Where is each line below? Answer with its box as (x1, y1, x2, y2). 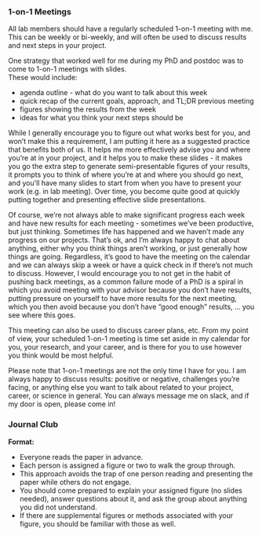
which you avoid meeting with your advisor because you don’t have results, (8, 285, 253, 295)
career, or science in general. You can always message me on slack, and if (8, 391, 249, 401)
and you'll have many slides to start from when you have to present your (8, 178, 242, 188)
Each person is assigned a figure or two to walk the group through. (19, 461, 236, 470)
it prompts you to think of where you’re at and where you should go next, (8, 170, 244, 179)
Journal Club (8, 419, 59, 430)
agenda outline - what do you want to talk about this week (19, 88, 208, 97)
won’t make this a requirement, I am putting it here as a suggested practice (8, 137, 250, 146)
